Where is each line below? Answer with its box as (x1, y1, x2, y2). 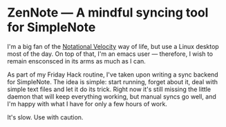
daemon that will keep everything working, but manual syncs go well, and (7, 92, 216, 101)
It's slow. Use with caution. (7, 113, 84, 121)
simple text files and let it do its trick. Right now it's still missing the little (7, 85, 211, 93)
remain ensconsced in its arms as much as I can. (7, 57, 147, 65)
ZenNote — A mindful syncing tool (7, 5, 209, 21)
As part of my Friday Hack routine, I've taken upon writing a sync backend (7, 70, 219, 79)
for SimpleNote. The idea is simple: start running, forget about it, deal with (7, 77, 218, 86)
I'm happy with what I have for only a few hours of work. (7, 99, 168, 108)
